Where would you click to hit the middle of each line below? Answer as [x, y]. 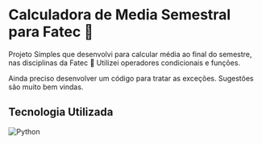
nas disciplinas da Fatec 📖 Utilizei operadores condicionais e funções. [124, 63]
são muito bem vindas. [46, 87]
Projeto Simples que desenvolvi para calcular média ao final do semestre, [130, 54]
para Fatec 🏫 [51, 32]
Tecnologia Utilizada [61, 112]
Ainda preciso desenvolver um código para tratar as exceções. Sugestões [131, 78]
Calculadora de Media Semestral [120, 15]
